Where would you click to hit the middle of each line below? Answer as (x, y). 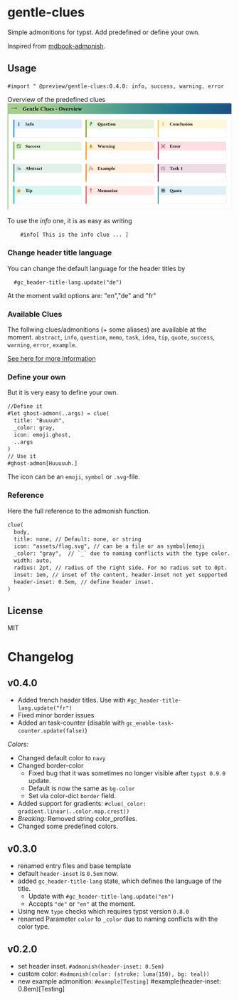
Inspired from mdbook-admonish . (57, 46)
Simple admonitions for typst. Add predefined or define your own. (104, 32)
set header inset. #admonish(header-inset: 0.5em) (91, 966)
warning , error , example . (42, 345)
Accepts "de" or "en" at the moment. (82, 904)
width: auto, (33, 561)
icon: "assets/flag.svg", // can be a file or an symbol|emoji (109, 546)
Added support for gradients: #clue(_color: (82, 804)
